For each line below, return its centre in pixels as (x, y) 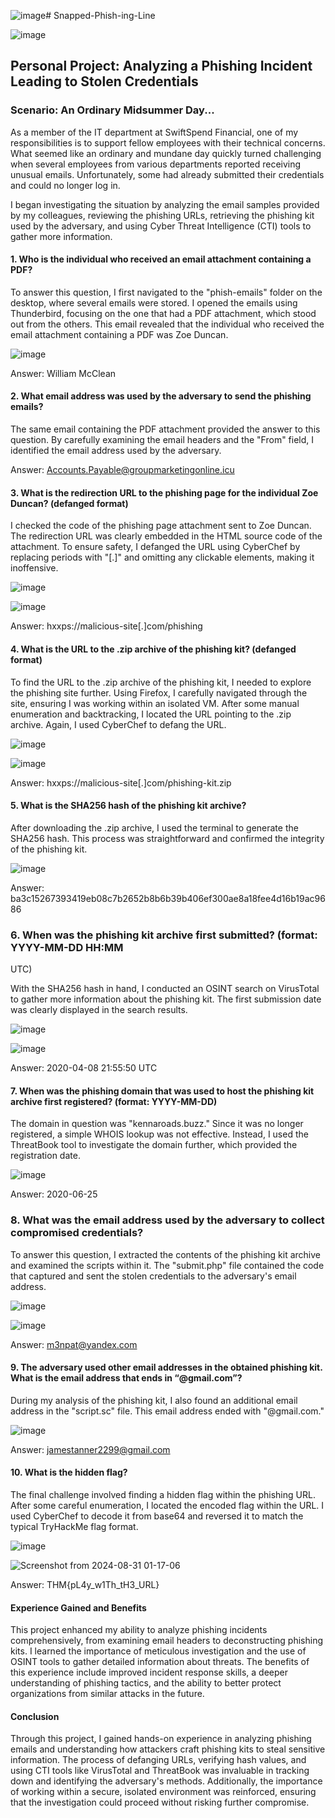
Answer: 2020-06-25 (54, 1194)
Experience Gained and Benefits (78, 1607)
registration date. (45, 1156)
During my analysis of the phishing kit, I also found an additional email (154, 1400)
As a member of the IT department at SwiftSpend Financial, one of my (154, 132)
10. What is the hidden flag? (69, 1472)
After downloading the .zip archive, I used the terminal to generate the (154, 827)
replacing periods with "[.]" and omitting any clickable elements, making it (162, 557)
